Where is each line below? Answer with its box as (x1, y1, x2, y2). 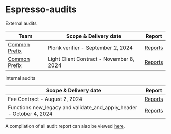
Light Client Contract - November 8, (48, 55, 135, 62)
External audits (5, 20, 37, 26)
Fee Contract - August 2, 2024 (8, 95, 83, 103)
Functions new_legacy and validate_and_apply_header (8, 104, 137, 111)
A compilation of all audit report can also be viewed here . (5, 123, 125, 129)
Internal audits (5, 75, 36, 81)
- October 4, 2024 (8, 110, 53, 117)
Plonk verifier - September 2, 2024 (48, 44, 133, 51)
